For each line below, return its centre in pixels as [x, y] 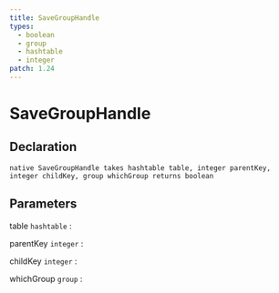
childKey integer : [43, 261]
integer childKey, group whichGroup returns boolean [112, 176]
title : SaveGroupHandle [55, 18]
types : [22, 26]
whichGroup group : [46, 278]
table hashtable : [41, 226]
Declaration [43, 147]
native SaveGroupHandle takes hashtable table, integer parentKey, [140, 168]
